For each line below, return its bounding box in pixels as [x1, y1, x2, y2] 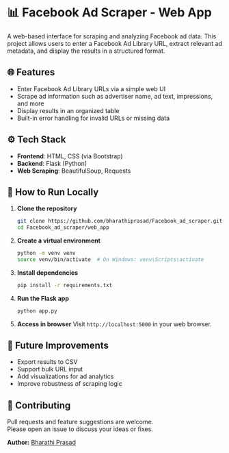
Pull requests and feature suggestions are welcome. [7, 418, 154, 426]
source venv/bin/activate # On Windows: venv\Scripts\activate [16, 256, 204, 263]
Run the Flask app [16, 294, 70, 302]
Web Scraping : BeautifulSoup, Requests [16, 167, 131, 175]
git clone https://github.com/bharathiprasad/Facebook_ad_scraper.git [16, 218, 223, 225]
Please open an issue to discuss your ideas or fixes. [7, 425, 154, 433]
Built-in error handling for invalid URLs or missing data [16, 114, 170, 122]
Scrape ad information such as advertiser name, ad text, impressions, [16, 92, 213, 100]
